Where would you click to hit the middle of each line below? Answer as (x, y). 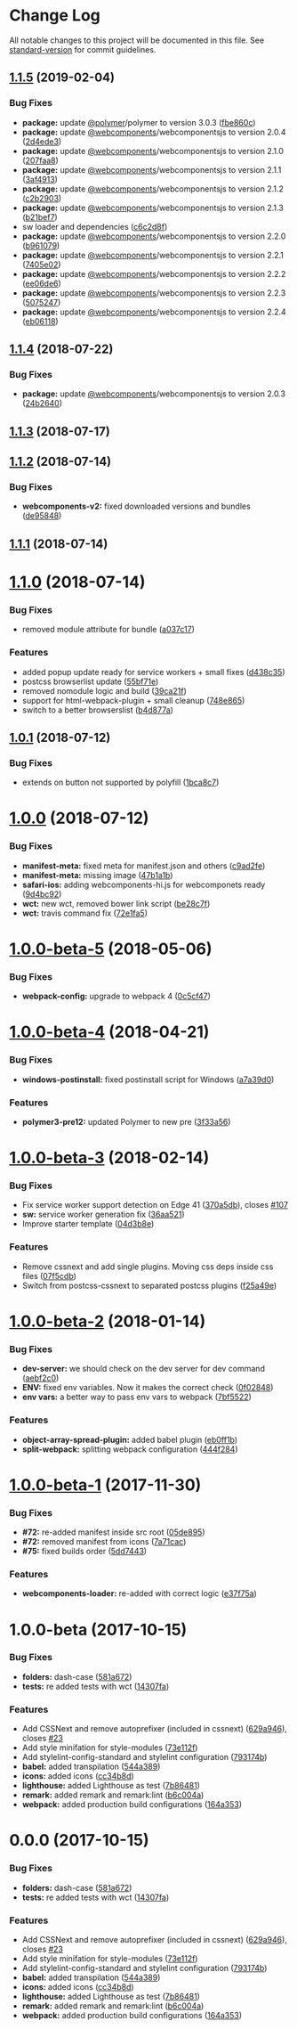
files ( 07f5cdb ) (49, 1275)
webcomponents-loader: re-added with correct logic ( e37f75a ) (140, 1593)
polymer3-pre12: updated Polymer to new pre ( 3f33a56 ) (126, 1122)
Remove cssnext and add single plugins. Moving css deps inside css (148, 1267)
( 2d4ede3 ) (42, 141)
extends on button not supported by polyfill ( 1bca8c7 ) (120, 782)
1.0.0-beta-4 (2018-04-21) (109, 1032)
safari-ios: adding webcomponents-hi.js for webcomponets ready (144, 884)
